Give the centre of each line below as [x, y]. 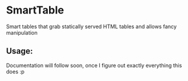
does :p [15, 72]
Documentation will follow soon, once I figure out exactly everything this [94, 65]
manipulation [22, 32]
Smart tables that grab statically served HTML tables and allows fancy [92, 26]
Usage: [20, 51]
